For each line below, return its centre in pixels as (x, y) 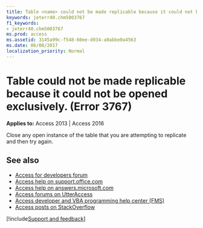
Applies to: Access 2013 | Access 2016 (55, 123)
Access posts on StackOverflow (55, 207)
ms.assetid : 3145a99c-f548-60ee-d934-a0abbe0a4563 (71, 40)
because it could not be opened (87, 93)
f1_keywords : (23, 23)
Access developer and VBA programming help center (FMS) (90, 200)
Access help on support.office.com (59, 181)
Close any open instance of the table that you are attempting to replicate (96, 135)
